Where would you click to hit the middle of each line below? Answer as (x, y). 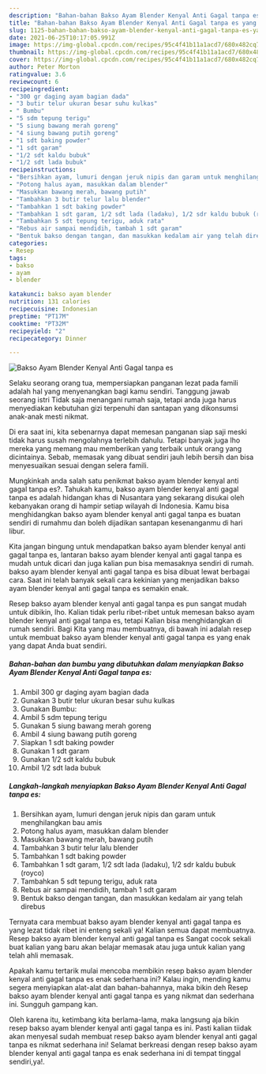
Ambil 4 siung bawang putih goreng (79, 734)
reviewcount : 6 (34, 81)
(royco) (32, 873)
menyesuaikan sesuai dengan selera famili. (79, 465)
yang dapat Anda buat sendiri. (58, 646)
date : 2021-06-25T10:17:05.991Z (62, 38)
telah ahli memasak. (41, 955)
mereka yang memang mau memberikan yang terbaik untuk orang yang (126, 449)
